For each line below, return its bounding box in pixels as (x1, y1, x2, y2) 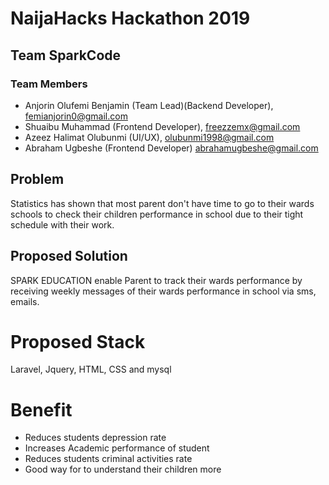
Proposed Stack (10, 330, 146, 353)
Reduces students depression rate (24, 432, 167, 444)
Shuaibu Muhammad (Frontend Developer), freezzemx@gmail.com (24, 120, 301, 132)
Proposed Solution (10, 248, 128, 265)
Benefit (10, 398, 73, 421)
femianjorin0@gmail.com (24, 110, 128, 122)
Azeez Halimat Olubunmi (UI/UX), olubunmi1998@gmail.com (24, 131, 275, 143)
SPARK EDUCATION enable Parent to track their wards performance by (10, 274, 303, 286)
